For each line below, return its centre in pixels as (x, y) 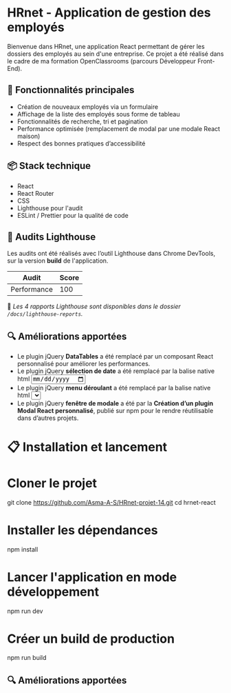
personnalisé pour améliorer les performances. (84, 364)
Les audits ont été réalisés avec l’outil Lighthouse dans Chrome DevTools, (111, 254)
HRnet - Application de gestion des (109, 13)
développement (53, 592)
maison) (29, 136)
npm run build (27, 658)
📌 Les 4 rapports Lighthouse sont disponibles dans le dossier (94, 307)
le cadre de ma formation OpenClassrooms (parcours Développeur (102, 61)
